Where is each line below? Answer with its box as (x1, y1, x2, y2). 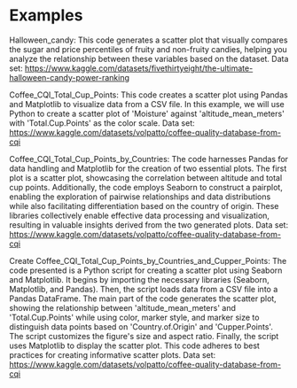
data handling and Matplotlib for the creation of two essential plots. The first (9, 163, 287, 174)
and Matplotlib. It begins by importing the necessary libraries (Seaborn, (9, 274, 270, 284)
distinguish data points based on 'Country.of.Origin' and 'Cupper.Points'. (9, 321, 273, 332)
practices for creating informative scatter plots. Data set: (9, 349, 216, 360)
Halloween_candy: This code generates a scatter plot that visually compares (9, 35, 288, 45)
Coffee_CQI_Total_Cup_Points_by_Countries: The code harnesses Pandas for (9, 153, 289, 164)
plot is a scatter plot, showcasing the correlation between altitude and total (9, 172, 283, 182)
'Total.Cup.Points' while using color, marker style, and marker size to (9, 312, 260, 322)
